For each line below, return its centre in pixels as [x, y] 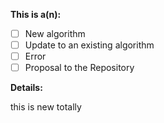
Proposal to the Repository [79, 68]
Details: [26, 88]
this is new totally [46, 107]
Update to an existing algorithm [89, 45]
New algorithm [55, 33]
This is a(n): [36, 14]
